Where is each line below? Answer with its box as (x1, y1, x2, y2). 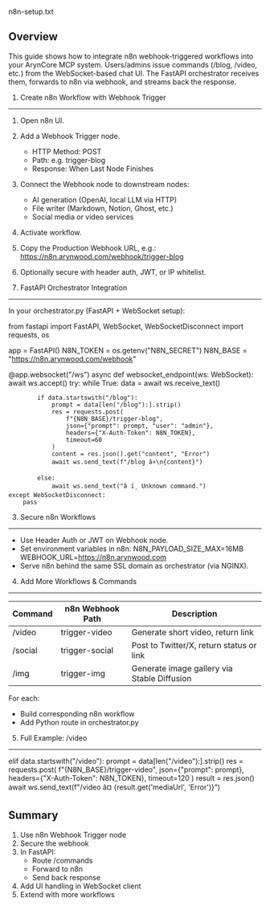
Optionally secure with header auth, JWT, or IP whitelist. (19, 267, 207, 276)
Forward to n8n (31, 863, 83, 874)
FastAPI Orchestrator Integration (19, 283, 128, 292)
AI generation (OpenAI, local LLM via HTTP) (31, 194, 178, 204)
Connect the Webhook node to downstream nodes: (19, 179, 190, 189)
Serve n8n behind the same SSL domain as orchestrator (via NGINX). (19, 561, 249, 570)
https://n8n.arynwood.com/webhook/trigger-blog (19, 251, 184, 261)
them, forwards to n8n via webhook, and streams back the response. (8, 76, 237, 87)
